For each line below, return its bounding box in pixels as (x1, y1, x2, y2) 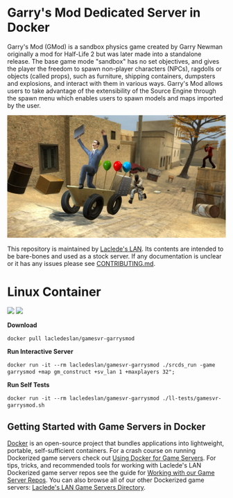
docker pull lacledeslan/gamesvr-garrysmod (7, 335, 135, 342)
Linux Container (7, 284, 102, 299)
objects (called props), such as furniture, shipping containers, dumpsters (7, 71, 216, 80)
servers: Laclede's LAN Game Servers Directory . (7, 483, 146, 492)
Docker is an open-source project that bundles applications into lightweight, (7, 439, 224, 447)
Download (7, 321, 37, 330)
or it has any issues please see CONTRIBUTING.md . (7, 260, 156, 268)
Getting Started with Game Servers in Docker (7, 420, 206, 432)
